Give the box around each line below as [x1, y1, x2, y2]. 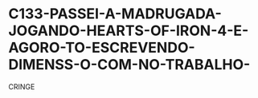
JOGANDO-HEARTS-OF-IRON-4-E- [8, 22, 249, 40]
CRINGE [8, 81, 35, 92]
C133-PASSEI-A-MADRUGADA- [8, 5, 223, 23]
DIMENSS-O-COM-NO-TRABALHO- [8, 56, 251, 74]
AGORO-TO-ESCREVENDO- [8, 39, 195, 57]
